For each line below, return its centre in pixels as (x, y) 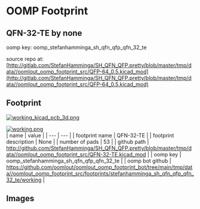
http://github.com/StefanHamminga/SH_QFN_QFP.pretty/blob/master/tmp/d (99, 148)
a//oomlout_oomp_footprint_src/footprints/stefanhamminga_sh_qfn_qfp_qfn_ (100, 173)
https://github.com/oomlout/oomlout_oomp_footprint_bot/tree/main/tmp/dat (99, 167)
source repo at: (25, 59)
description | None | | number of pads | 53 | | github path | (78, 142)
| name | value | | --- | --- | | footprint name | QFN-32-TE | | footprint (90, 135)
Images (20, 199)
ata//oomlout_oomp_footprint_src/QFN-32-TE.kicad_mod (76, 154)
